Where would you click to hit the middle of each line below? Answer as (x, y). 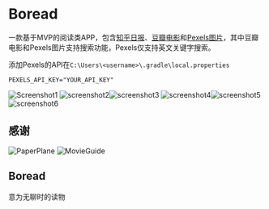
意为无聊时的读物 (37, 196)
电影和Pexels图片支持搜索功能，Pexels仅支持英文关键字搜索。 (112, 47)
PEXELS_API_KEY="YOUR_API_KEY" (61, 80)
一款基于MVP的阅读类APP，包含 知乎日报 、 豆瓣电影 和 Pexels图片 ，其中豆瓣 (134, 37)
